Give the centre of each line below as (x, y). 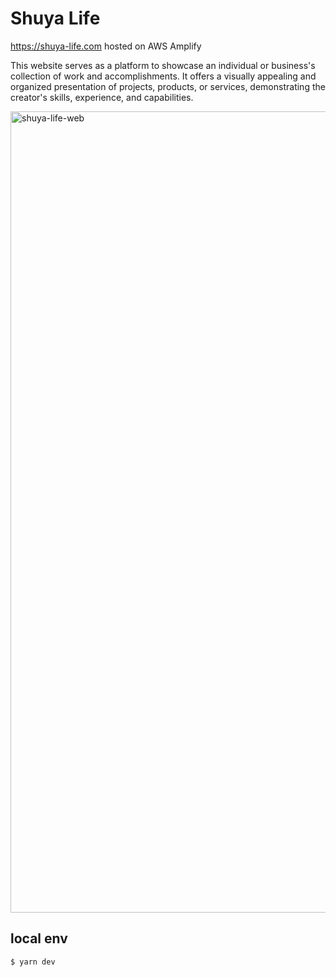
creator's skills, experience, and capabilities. (102, 97)
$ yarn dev (33, 962)
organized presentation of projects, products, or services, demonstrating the (168, 86)
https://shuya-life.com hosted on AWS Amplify (106, 46)
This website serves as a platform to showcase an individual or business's (163, 65)
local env (39, 938)
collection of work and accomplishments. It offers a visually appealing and (163, 76)
